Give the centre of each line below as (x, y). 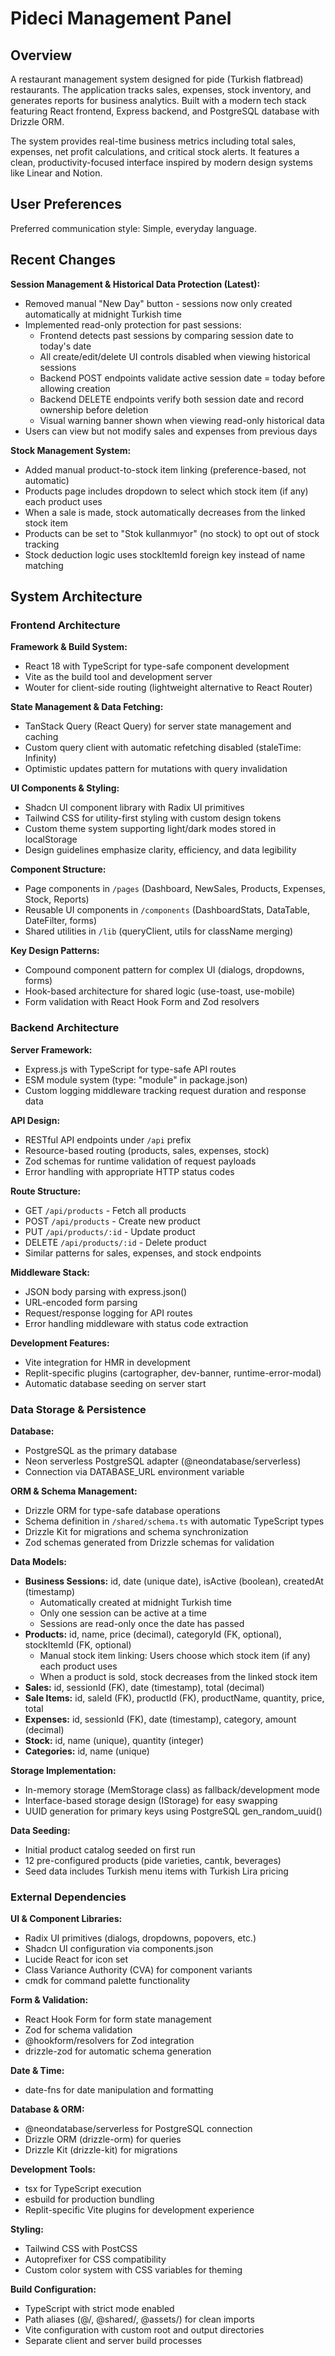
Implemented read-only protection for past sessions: (133, 324)
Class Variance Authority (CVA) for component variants (138, 1970)
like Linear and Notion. (56, 173)
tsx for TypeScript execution (83, 2189)
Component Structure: (58, 869)
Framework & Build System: (69, 647)
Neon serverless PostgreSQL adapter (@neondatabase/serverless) (163, 1461)
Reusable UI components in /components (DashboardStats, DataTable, (167, 910)
